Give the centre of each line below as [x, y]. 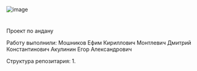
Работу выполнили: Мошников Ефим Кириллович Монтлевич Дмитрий [99, 43]
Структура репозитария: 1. [41, 61]
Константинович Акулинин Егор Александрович [69, 50]
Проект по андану [30, 31]
